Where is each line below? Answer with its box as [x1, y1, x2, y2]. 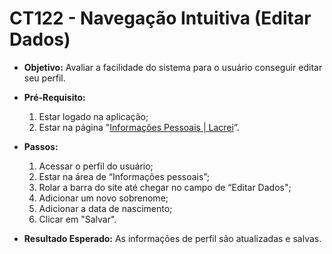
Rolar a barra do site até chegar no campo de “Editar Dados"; [38, 181, 292, 193]
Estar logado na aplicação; [38, 110, 149, 122]
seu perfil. [23, 72, 66, 84]
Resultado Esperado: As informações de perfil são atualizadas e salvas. [23, 232, 322, 244]
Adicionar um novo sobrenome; [38, 192, 169, 204]
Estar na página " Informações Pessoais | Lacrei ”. [38, 121, 240, 133]
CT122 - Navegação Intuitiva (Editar [9, 7, 312, 30]
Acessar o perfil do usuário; [38, 160, 154, 172]
